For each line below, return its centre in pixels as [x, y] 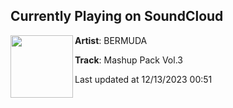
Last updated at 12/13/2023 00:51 [143, 79]
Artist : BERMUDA [111, 40]
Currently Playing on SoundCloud [117, 16]
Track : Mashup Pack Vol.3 [128, 60]
